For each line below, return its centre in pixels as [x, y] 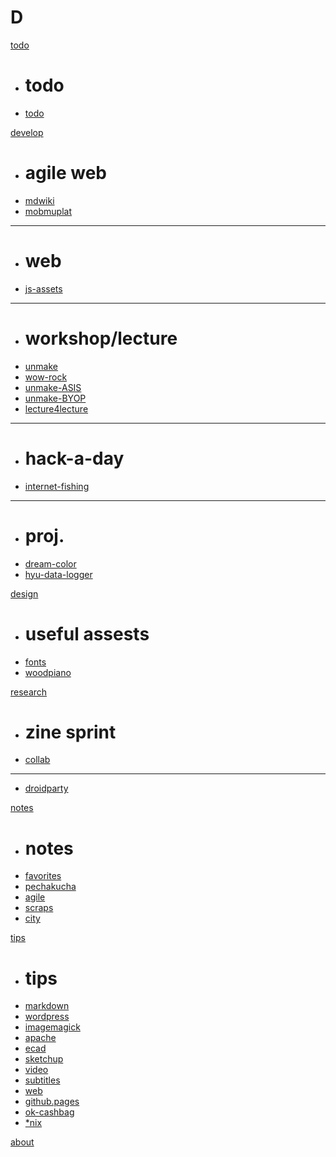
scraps [39, 908]
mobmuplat [48, 211]
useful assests [87, 633]
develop [27, 132]
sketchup [44, 1059]
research [29, 692]
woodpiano [48, 672]
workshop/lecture [101, 338]
